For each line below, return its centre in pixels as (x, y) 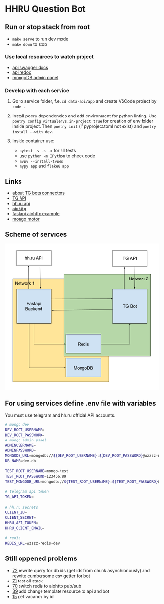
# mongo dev (17, 425)
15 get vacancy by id (33, 596)
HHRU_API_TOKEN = (21, 523)
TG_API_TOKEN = (20, 497)
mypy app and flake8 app (44, 166)
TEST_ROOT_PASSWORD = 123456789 (36, 476)
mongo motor (26, 219)
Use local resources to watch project (49, 56)
